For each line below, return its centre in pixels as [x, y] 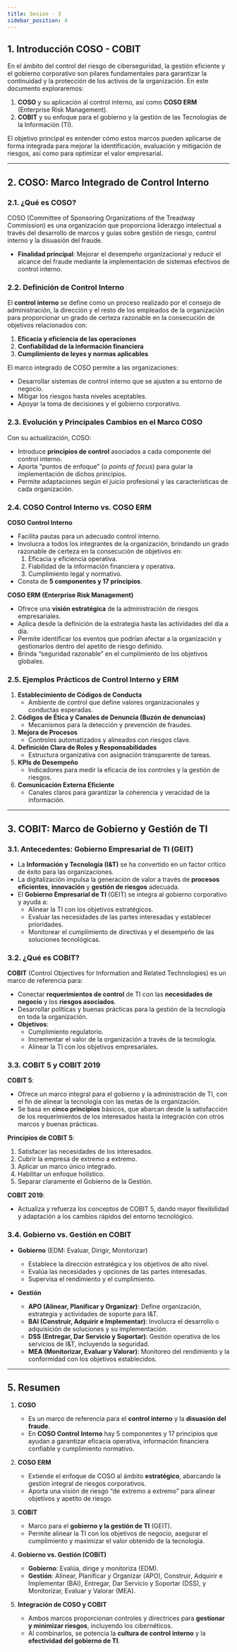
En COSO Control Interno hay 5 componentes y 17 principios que [123, 1433]
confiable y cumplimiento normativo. [81, 1449]
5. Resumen [34, 1388]
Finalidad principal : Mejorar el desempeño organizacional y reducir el [119, 254]
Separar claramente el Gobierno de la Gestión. [85, 1181]
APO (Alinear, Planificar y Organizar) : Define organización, [115, 1306]
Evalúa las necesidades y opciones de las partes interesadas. [117, 1271]
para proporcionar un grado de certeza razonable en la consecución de [111, 318]
